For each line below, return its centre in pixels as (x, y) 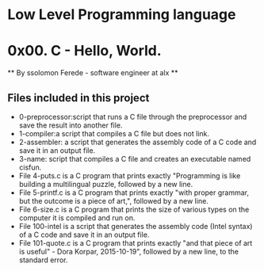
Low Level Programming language (122, 15)
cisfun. (30, 167)
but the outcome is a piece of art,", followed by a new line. (114, 200)
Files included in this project (78, 98)
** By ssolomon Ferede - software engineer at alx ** (93, 73)
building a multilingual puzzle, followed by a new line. (106, 184)
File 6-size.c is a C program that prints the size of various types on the (134, 209)
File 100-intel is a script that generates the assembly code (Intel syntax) (136, 226)
